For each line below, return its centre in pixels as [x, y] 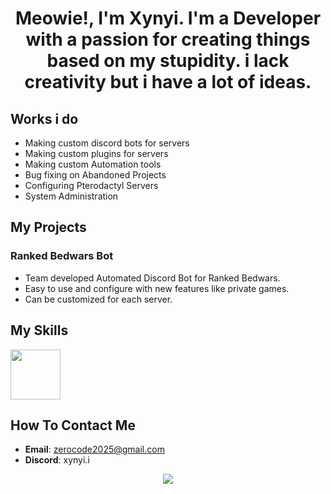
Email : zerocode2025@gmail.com [94, 449]
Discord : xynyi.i [57, 460]
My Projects [48, 227]
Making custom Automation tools [93, 164]
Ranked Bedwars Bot [62, 256]
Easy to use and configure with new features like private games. [157, 288]
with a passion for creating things [168, 39]
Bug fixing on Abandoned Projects [95, 175]
